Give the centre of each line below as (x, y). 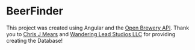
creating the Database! (35, 40)
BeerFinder (35, 11)
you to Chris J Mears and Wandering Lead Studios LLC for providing (91, 34)
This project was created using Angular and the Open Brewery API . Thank (98, 28)
